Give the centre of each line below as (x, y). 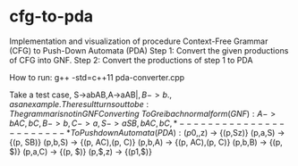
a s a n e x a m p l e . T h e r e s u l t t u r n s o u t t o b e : (79, 104)
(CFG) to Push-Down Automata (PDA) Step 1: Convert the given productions (149, 50)
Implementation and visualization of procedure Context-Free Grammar (139, 41)
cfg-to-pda (51, 17)
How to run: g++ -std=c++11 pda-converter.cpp (97, 77)
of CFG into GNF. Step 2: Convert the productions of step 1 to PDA (131, 60)
